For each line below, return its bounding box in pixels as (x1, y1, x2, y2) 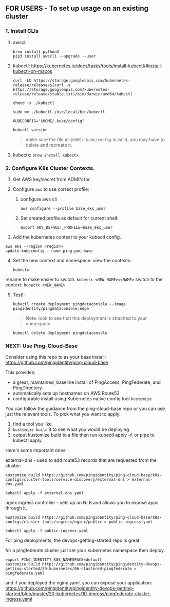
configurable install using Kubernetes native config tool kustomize (12, 396, 152, 402)
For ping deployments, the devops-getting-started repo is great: (5, 537, 141, 543)
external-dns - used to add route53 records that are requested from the (5, 457, 157, 463)
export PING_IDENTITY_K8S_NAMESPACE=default (5, 557, 102, 562)
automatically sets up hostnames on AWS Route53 (12, 390, 120, 397)
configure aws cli (20, 196, 58, 202)
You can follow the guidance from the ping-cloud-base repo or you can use (5, 405, 165, 412)
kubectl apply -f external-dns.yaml (5, 491, 84, 496)
